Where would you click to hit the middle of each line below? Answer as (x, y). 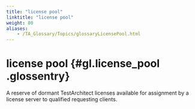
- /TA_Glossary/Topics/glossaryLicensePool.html (79, 34)
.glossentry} (38, 76)
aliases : (17, 28)
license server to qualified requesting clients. (62, 99)
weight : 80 (20, 23)
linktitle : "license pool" (40, 17)
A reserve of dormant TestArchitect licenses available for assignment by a (97, 93)
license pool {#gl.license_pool (83, 64)
